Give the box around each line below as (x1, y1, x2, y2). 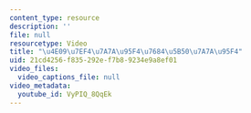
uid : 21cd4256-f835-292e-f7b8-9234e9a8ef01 (9, 56, 178, 65)
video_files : (9, 65, 59, 74)
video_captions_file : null (17, 73, 120, 82)
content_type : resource (9, 13, 100, 23)
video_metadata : (9, 81, 71, 90)
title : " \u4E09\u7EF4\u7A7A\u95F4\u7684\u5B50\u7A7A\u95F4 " (9, 47, 244, 56)
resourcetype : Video (9, 38, 89, 48)
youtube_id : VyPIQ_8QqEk (17, 89, 112, 98)
